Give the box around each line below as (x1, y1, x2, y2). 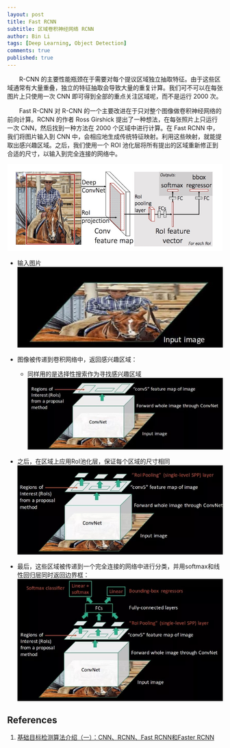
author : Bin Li (7, 33, 51, 40)
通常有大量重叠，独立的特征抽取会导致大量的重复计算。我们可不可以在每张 (12, 83, 223, 92)
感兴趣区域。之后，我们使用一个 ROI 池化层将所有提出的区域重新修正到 (18, 141, 219, 149)
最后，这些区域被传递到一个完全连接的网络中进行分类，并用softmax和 (16, 562, 214, 570)
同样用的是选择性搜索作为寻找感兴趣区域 (27, 370, 142, 378)
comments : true (7, 47, 51, 54)
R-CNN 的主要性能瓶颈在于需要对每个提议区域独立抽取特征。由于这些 (18, 75, 215, 83)
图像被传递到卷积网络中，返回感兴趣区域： (16, 355, 138, 363)
